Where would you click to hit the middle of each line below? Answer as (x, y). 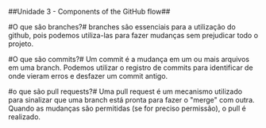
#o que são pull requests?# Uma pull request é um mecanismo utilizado (125, 91)
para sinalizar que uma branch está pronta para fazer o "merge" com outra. (132, 100)
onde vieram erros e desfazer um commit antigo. (88, 76)
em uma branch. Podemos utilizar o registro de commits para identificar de (131, 68)
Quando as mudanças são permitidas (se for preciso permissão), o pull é (127, 108)
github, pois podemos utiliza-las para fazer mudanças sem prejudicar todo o (133, 35)
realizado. (25, 117)
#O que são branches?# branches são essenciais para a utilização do (122, 27)
